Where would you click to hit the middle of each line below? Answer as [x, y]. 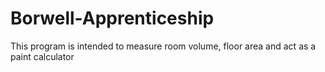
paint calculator [42, 56]
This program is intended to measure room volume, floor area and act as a [163, 46]
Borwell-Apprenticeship [112, 18]
